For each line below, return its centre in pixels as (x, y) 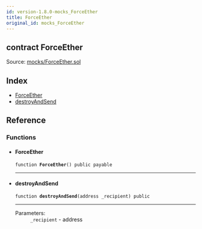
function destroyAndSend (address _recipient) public (82, 196)
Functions (21, 138)
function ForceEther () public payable (63, 165)
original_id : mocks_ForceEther (45, 23)
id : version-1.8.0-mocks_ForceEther (52, 12)
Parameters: (30, 213)
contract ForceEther (44, 47)
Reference (26, 121)
